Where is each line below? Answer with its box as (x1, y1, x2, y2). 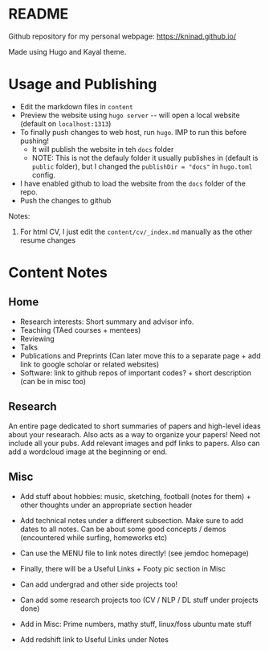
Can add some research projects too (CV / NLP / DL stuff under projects (19, 595, 259, 604)
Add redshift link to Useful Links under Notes (19, 634, 169, 644)
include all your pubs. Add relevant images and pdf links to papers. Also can (8, 438, 260, 448)
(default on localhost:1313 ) (19, 118, 112, 129)
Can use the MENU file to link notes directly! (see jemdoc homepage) (19, 548, 249, 558)
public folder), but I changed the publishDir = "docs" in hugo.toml (31, 162, 253, 171)
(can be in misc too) (19, 376, 87, 386)
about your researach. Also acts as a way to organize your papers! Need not (8, 429, 261, 439)
